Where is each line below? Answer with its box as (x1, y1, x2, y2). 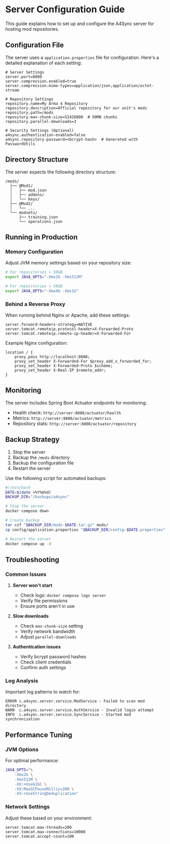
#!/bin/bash (5, 485, 31, 490)
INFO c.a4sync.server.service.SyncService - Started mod (5, 712, 131, 717)
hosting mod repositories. (5, 26, 60, 32)
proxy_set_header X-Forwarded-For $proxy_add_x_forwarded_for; (14, 359, 152, 364)
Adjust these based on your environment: (5, 815, 92, 821)
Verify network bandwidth (20, 628, 76, 635)
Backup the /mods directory (12, 454, 70, 460)
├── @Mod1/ (10, 183, 33, 188)
